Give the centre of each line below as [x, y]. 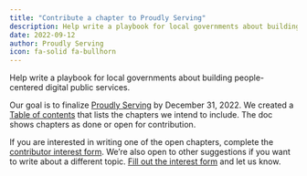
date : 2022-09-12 [42, 35]
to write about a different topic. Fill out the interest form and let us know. [145, 161]
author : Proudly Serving [57, 43]
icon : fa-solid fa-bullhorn [63, 52]
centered [26, 88]
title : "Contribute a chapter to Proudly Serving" [108, 18]
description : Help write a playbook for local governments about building [155, 26]
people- [249, 78]
